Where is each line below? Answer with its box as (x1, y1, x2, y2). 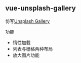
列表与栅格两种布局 (12, 45, 53, 52)
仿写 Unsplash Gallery (5, 18, 50, 24)
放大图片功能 (12, 52, 39, 58)
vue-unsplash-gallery (5, 4, 76, 13)
